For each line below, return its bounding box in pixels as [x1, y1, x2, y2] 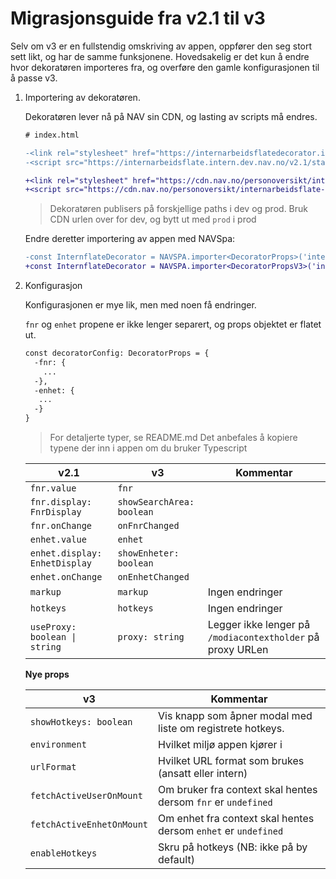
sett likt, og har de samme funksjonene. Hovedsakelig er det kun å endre [10, 50, 310, 62]
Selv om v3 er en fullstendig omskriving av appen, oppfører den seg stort [10, 40, 313, 52]
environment [29, 739, 87, 751]
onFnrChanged [117, 520, 180, 532]
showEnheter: [117, 548, 180, 559]
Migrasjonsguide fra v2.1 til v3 [10, 7, 266, 30]
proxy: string [117, 632, 185, 643]
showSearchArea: [117, 497, 195, 508]
